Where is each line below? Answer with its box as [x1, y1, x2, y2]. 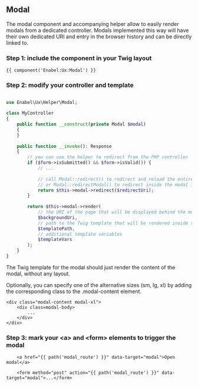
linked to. [6, 39, 28, 46]
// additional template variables [37, 231, 123, 237]
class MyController [6, 110, 54, 116]
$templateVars [37, 236, 72, 243]
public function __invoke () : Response [16, 143, 112, 149]
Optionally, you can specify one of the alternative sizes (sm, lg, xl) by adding [6, 281, 192, 288]
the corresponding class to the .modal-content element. [6, 288, 142, 295]
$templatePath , [37, 226, 75, 232]
